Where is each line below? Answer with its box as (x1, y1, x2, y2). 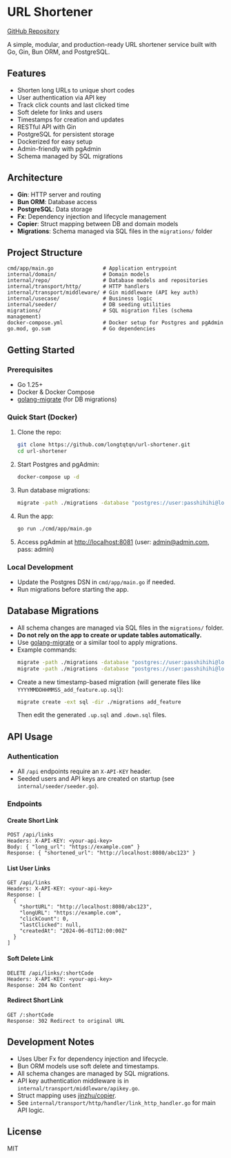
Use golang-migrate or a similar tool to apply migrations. (17, 638, 178, 646)
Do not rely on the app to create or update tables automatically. (17, 630, 202, 639)
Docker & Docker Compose (17, 388, 95, 397)
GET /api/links (7, 879, 51, 886)
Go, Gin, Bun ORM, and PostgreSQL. (7, 48, 110, 56)
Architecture (7, 172, 63, 183)
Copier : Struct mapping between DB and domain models (17, 219, 179, 228)
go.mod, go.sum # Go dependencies (7, 326, 156, 332)
